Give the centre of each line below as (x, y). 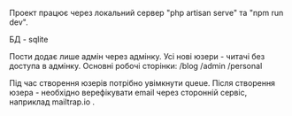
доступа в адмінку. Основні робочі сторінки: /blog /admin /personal (136, 66)
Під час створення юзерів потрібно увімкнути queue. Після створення (142, 83)
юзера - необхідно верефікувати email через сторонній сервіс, (128, 93)
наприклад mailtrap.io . (52, 102)
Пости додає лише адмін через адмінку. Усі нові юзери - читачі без (137, 56)
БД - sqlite (29, 39)
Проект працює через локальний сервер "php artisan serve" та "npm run (146, 13)
